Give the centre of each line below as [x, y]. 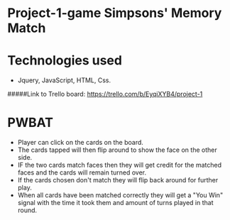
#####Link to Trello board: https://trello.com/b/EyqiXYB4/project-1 [105, 94]
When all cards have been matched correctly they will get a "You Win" [120, 195]
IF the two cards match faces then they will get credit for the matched [120, 165]
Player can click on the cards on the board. [81, 143]
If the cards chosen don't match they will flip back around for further [118, 180]
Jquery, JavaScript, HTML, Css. [64, 80]
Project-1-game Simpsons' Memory [115, 13]
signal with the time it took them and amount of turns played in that [116, 203]
